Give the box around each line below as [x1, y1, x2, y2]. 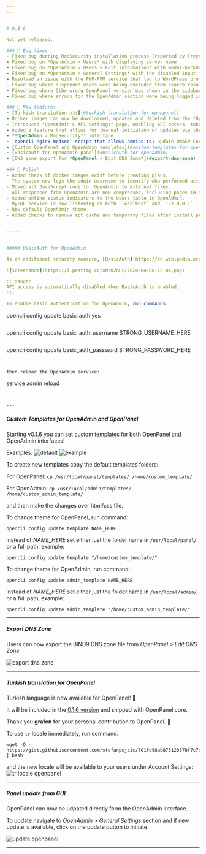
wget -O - [6, 741, 32, 748]
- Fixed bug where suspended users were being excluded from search [6, 82, 185, 88]
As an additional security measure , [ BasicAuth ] [6, 256, 133, 262]
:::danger [6, 278, 32, 284]
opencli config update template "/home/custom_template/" [6, 554, 158, 561]
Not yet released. [6, 36, 53, 43]
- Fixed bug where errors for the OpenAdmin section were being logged [6, 93, 193, 99]
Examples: [6, 449, 32, 456]
